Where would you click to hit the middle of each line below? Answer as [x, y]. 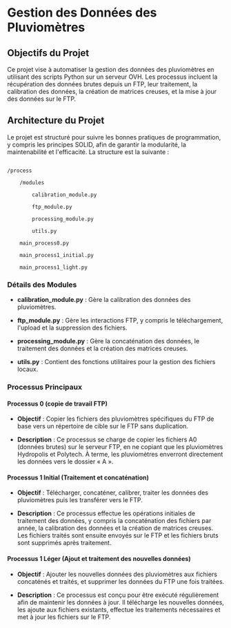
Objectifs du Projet [48, 53]
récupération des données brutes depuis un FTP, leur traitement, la [102, 84]
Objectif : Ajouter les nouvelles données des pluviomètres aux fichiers [117, 574]
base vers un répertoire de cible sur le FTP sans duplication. [102, 426]
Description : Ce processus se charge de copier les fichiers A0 [107, 439]
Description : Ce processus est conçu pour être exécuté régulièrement [118, 595]
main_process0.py [44, 243]
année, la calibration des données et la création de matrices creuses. [115, 528]
